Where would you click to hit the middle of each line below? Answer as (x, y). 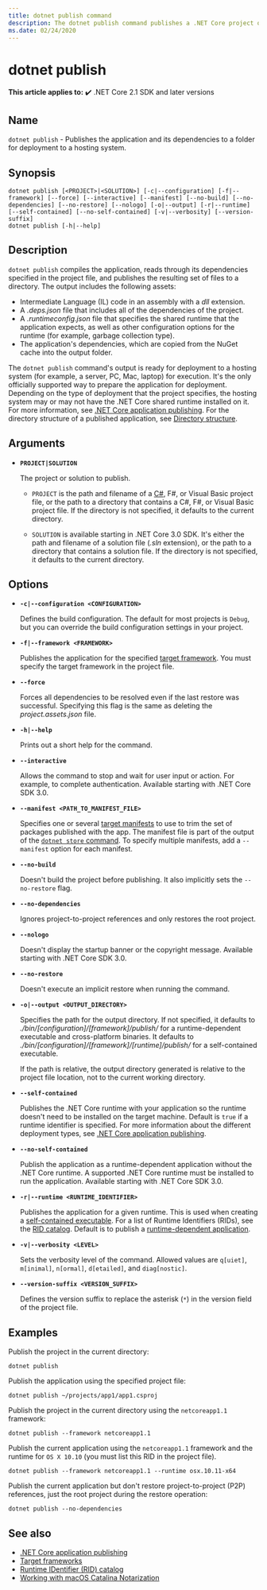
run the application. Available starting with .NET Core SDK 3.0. (122, 1181)
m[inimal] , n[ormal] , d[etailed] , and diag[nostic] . (103, 1268)
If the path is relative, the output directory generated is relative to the (132, 1069)
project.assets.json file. (58, 714)
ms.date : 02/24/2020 (43, 30)
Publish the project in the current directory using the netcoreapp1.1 (118, 1410)
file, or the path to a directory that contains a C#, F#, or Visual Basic (143, 502)
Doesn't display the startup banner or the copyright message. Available (136, 950)
